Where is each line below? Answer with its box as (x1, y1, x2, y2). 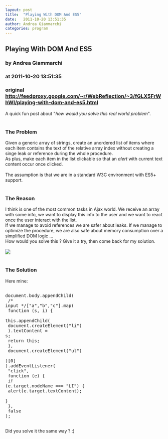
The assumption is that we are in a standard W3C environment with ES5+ (5, 172, 156, 178)
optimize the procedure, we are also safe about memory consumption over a (5, 228, 163, 234)
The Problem (5, 128, 38, 135)
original (5, 86, 25, 93)
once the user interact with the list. (5, 217, 77, 223)
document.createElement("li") (8, 323, 82, 329)
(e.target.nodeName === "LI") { (5, 383, 85, 389)
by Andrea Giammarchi (5, 60, 63, 67)
